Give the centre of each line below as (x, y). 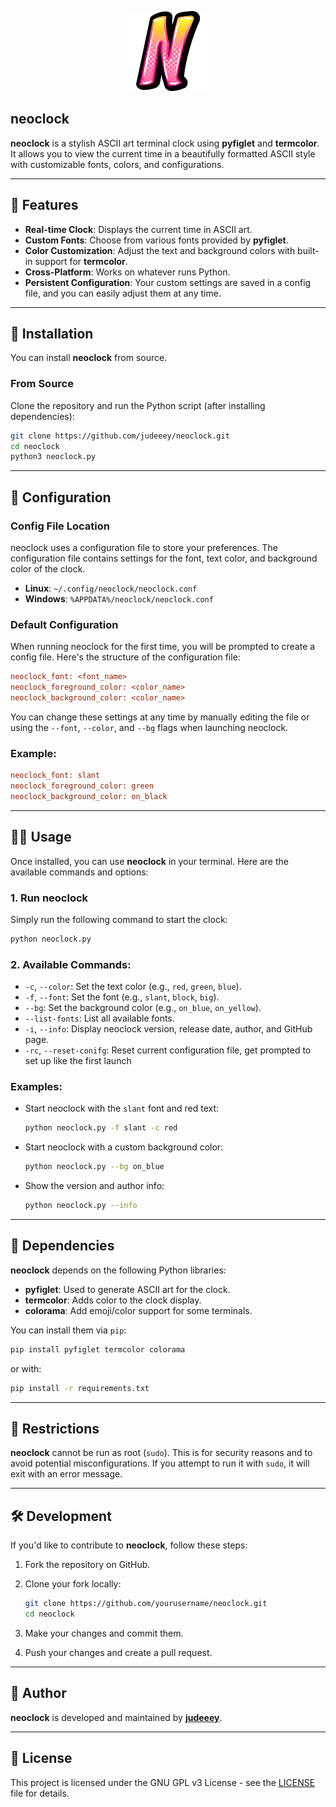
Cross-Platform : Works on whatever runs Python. (127, 272)
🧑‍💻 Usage (41, 837)
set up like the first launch (78, 1061)
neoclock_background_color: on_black (89, 797)
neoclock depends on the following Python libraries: (118, 1270)
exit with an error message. (66, 1474)
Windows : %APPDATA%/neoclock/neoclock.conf (119, 599)
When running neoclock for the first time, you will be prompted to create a (163, 647)
